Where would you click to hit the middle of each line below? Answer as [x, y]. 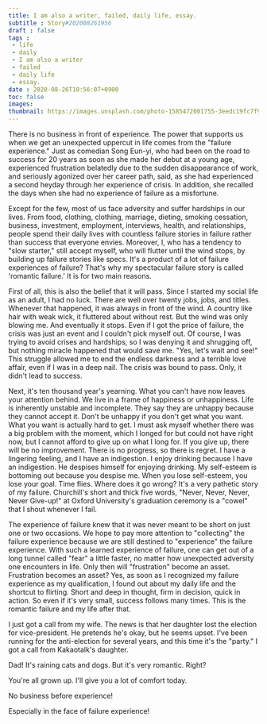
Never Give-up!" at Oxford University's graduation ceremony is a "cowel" [128, 501]
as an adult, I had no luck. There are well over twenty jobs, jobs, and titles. [130, 300]
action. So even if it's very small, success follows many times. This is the [127, 601]
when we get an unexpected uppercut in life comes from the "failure [120, 142]
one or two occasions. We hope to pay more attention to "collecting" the [126, 533]
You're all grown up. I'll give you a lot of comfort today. [98, 680]
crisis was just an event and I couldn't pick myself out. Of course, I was [125, 333]
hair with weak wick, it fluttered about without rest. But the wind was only [128, 317]
